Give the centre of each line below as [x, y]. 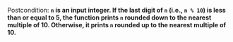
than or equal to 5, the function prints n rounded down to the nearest [109, 17]
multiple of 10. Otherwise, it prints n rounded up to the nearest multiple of [117, 25]
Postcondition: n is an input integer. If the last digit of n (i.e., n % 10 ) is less [116, 10]
